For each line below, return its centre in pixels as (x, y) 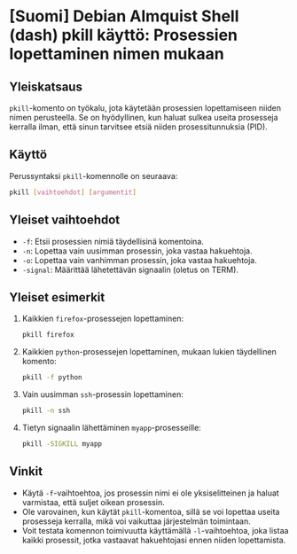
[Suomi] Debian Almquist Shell (124, 16)
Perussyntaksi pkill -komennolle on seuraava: (94, 176)
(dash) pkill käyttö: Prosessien (123, 35)
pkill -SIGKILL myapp (62, 444)
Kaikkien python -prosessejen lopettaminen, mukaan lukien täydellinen (149, 352)
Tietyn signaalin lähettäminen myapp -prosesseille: (111, 427)
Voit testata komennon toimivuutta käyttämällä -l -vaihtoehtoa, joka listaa (155, 530)
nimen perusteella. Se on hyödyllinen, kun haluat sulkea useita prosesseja (144, 117)
